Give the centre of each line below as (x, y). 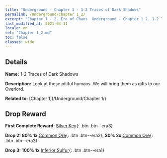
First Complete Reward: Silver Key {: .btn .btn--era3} (59, 126)
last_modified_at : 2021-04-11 (37, 24)
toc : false (16, 38)
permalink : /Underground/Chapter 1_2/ (45, 14)
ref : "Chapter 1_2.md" (29, 33)
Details (16, 62)
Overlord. (15, 89)
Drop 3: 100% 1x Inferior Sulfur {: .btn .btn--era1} (55, 150)
